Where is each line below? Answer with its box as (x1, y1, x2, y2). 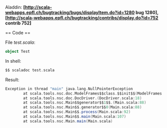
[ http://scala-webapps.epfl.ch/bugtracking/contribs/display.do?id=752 (5, 15, 158, 20)
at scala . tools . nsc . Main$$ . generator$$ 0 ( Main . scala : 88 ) (23, 105, 142, 110)
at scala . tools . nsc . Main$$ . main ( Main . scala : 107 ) (23, 114, 126, 119)
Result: (5, 77, 19, 83)
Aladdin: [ (5, 4, 25, 10)
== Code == (5, 30, 31, 35)
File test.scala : (5, 39, 35, 45)
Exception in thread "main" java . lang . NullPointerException (5, 86, 133, 91)
